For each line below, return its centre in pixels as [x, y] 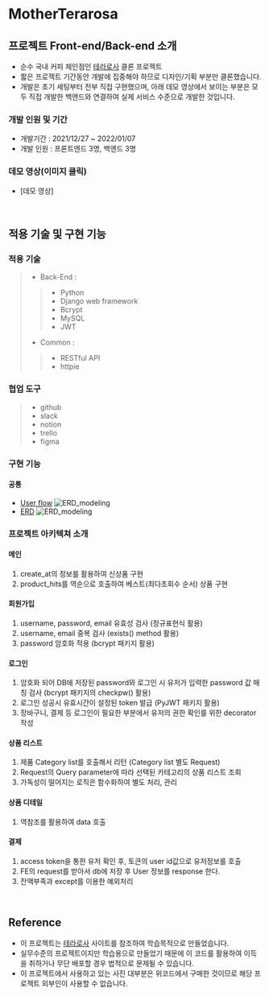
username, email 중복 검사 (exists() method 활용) [99, 634]
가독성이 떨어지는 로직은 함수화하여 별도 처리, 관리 [98, 783]
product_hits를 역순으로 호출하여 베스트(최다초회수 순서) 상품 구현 [124, 584]
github [51, 407]
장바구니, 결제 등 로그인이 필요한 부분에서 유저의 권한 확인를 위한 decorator [138, 713]
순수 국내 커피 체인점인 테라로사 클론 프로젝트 [91, 66]
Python [72, 293]
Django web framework [99, 301]
